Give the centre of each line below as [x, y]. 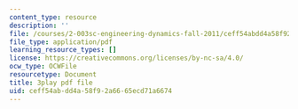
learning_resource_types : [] [63, 50]
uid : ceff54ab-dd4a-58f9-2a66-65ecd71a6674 [91, 91]
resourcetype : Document [53, 75]
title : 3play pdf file [51, 83]
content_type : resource [53, 17]
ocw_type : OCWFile [43, 67]
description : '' [39, 25]
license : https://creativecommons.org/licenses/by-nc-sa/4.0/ [126, 58]
